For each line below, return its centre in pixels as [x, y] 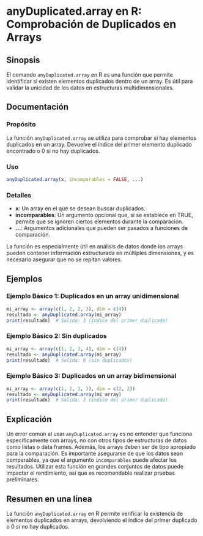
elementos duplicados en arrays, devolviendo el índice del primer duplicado [102, 520]
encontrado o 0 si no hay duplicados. [53, 151]
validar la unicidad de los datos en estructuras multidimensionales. [90, 88]
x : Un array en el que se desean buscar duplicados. [80, 209]
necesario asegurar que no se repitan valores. [64, 259]
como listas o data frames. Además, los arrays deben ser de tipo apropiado [101, 447]
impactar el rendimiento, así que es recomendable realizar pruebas [91, 473]
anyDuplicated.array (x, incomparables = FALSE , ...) [75, 179]
